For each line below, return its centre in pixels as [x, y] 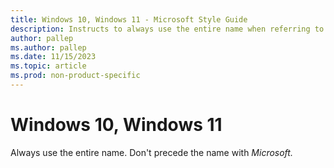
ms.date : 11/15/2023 [53, 57]
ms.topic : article [48, 66]
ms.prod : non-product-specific [75, 76]
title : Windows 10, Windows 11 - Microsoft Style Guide [129, 19]
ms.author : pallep [48, 47]
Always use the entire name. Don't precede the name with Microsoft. [151, 152]
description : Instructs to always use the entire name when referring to [167, 29]
